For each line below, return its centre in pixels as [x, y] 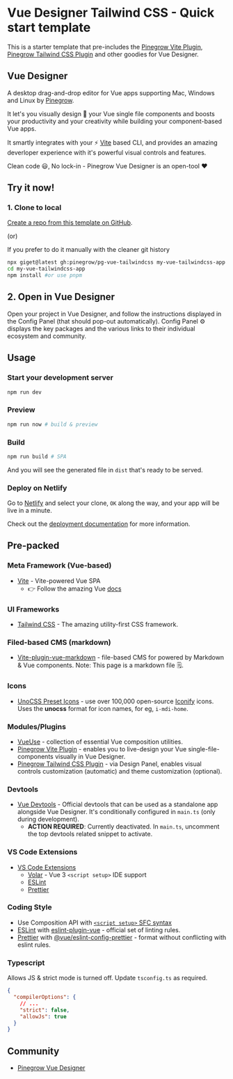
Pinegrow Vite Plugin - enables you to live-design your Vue [102, 749]
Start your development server [60, 378]
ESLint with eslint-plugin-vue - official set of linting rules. [99, 929]
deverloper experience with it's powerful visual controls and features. [107, 152]
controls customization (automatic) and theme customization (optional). [120, 771]
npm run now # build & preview [53, 424]
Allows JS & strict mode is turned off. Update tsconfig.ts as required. [107, 978]
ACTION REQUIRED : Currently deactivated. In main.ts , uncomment [123, 826]
